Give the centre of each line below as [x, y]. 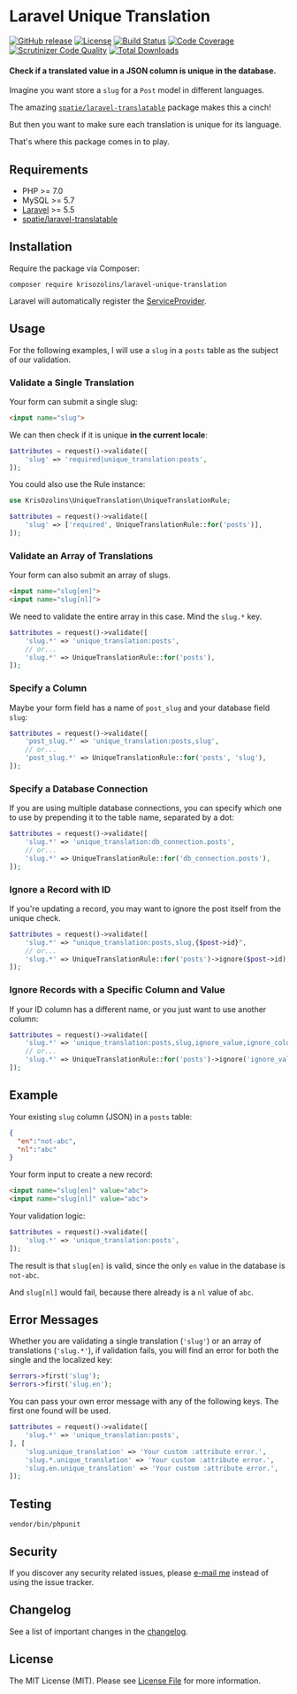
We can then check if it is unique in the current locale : [108, 435]
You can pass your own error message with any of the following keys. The [144, 1402]
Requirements [49, 170]
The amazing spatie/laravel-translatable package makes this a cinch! [140, 107]
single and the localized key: [61, 1360]
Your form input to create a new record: [81, 1174]
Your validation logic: [47, 1216]
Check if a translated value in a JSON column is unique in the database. [143, 70]
